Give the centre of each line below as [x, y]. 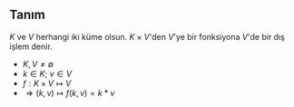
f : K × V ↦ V [47, 83]
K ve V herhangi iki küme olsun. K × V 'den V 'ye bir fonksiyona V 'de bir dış [147, 36]
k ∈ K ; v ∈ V [47, 73]
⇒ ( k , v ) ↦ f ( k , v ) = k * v [70, 92]
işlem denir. [31, 46]
